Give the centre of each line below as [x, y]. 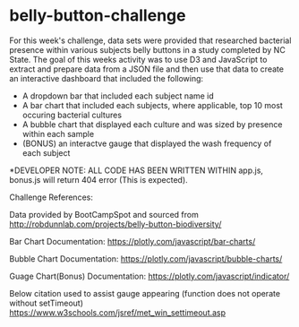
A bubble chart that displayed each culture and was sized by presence [152, 124]
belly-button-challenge [98, 16]
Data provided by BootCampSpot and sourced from [104, 214]
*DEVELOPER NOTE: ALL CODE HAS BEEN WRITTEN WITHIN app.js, [137, 170]
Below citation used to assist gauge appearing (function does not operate [145, 293]
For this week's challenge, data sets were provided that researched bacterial [150, 40]
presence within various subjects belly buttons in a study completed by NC [148, 49]
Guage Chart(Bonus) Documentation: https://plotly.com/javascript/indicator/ [149, 276]
